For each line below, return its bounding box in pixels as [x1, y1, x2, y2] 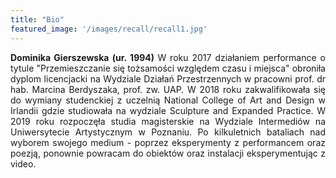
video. [10, 157, 37, 170]
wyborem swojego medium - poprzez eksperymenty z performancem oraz [10, 136, 326, 148]
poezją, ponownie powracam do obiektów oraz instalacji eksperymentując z [10, 147, 326, 159]
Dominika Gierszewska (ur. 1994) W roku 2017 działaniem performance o [10, 51, 326, 63]
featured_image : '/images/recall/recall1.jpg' [10, 24, 208, 34]
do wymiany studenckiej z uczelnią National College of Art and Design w [10, 94, 326, 106]
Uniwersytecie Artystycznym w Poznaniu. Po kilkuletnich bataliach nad [10, 126, 326, 138]
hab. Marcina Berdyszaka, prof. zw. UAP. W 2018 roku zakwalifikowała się [10, 83, 326, 95]
